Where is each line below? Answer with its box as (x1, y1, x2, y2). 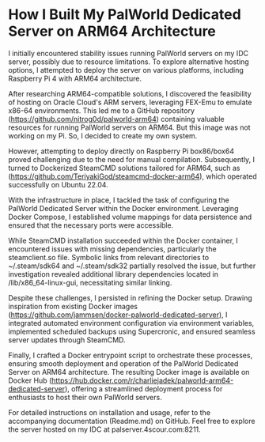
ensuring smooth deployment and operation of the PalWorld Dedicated (8, 358, 239, 368)
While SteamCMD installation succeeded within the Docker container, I (8, 236, 239, 245)
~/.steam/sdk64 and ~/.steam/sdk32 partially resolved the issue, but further (8, 261, 256, 270)
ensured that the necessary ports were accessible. (8, 220, 174, 230)
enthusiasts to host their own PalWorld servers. (8, 392, 162, 402)
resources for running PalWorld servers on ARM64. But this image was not (8, 123, 251, 132)
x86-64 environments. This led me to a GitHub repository (8, 105, 195, 115)
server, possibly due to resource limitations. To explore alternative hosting (8, 57, 249, 66)
